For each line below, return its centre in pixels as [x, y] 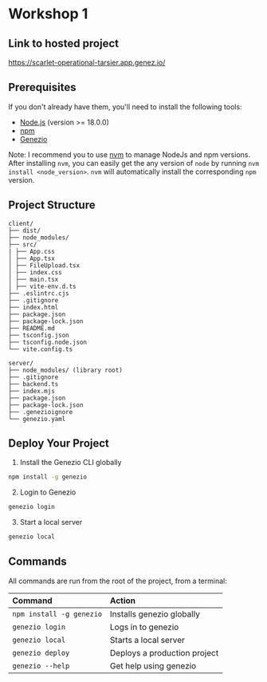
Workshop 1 [48, 14]
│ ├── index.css [35, 272]
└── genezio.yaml [37, 419]
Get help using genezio [153, 665]
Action [123, 601]
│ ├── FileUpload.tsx [44, 265]
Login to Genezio [48, 492]
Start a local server [51, 522]
